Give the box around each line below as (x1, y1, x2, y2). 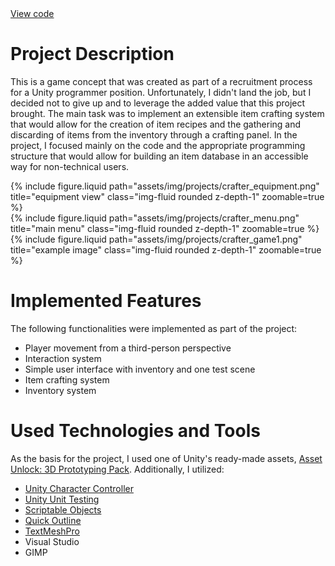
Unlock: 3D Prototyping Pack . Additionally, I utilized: (10, 463, 225, 475)
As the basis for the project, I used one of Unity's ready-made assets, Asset (10, 452, 323, 464)
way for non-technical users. (10, 160, 130, 172)
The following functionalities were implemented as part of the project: (10, 322, 298, 334)
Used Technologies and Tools (10, 420, 261, 442)
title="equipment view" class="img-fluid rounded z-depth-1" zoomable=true (10, 190, 325, 202)
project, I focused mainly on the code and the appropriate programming (10, 139, 306, 151)
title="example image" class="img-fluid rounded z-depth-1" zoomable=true (10, 243, 322, 256)
